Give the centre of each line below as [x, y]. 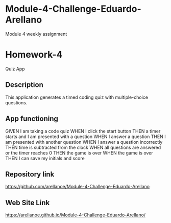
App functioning [32, 119]
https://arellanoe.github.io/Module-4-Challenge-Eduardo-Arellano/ [76, 215]
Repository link [30, 174]
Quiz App [15, 69]
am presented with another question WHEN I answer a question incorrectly [84, 142]
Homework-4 [34, 55]
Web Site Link [28, 203]
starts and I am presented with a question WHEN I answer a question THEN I [86, 137]
